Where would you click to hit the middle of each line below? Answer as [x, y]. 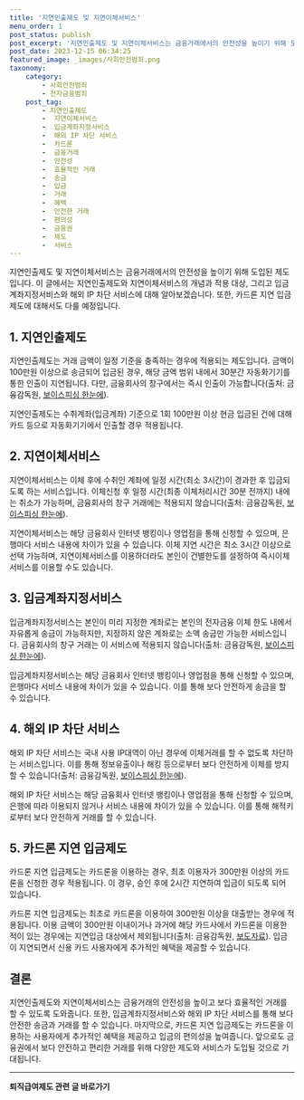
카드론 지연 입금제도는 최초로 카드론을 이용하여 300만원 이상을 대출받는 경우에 [147, 913]
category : [44, 77]
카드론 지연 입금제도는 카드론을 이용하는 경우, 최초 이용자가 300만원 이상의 [141, 872]
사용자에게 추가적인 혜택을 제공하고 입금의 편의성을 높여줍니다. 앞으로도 [159, 1037]
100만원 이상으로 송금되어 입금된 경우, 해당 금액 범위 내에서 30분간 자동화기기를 [150, 372]
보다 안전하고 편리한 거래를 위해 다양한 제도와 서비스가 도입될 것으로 [160, 1047]
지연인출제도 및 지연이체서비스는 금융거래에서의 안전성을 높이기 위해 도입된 [141, 272]
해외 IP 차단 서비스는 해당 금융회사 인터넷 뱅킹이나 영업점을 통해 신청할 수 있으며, [152, 794]
